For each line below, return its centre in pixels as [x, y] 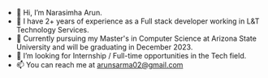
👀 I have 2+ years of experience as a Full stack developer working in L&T [138, 21]
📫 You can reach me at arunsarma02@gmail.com [99, 65]
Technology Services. [52, 30]
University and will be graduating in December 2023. [104, 47]
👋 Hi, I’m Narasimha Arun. [59, 13]
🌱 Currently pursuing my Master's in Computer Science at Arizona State [136, 38]
